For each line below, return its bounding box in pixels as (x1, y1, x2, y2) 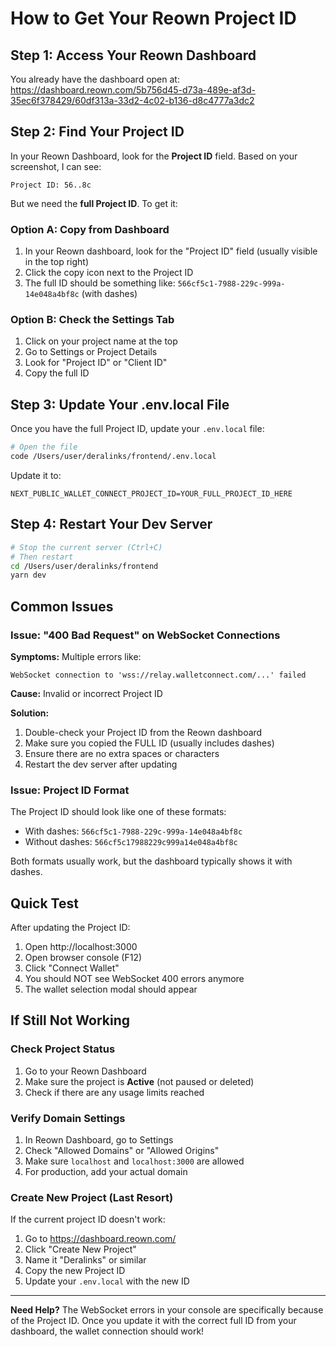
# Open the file (10, 442, 78, 452)
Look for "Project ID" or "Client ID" (24, 357, 168, 369)
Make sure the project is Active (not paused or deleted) (24, 1075, 255, 1087)
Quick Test (10, 895, 79, 912)
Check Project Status (10, 1042, 116, 1056)
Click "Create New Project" (24, 1243, 137, 1256)
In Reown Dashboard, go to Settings (24, 1134, 174, 1146)
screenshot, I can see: (10, 160, 102, 172)
